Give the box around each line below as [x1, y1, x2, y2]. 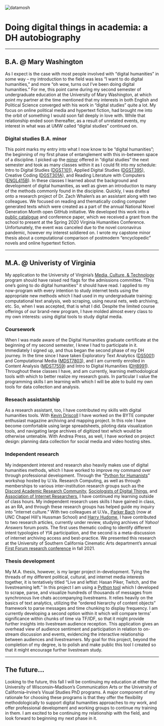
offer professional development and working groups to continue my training [5, 704, 157, 711]
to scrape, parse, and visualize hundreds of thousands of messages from [5, 590, 152, 596]
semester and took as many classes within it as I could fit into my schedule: [5, 162, 157, 168]
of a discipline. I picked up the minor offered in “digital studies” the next [5, 157, 149, 163]
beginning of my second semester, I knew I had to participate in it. [5, 342, 138, 348]
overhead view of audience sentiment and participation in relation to [5, 626, 143, 632]
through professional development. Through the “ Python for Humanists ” [5, 472, 150, 478]
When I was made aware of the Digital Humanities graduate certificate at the [5, 337, 159, 343]
